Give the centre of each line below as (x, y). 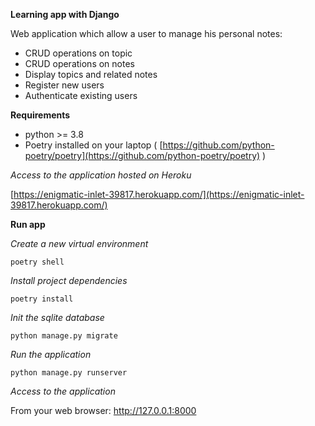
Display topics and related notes (91, 74)
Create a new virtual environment (79, 243)
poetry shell (37, 262)
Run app (28, 224)
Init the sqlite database (57, 317)
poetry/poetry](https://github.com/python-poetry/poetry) (142, 155)
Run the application (51, 354)
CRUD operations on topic (78, 53)
